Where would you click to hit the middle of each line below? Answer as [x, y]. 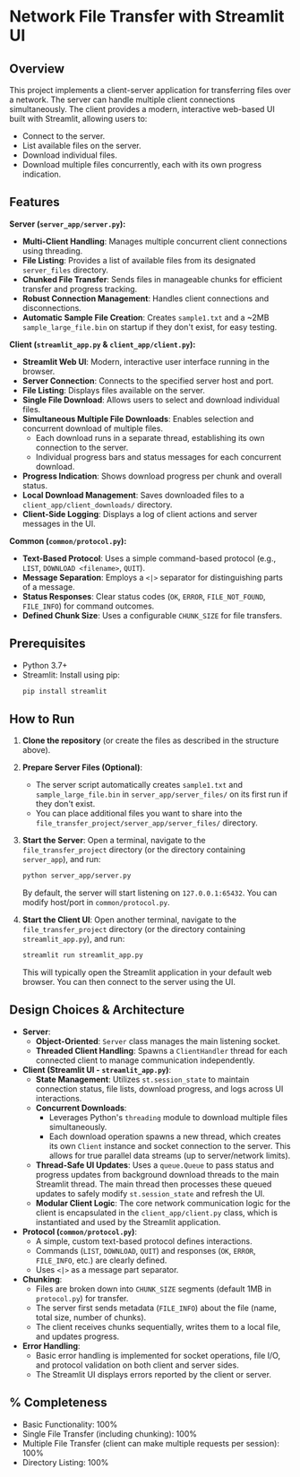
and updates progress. [77, 1336]
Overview [37, 69]
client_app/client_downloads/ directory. [97, 505]
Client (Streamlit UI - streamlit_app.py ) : [97, 1069]
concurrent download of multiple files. [93, 428]
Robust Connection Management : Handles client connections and [146, 298]
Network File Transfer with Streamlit [147, 17]
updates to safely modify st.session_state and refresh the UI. [150, 1193]
